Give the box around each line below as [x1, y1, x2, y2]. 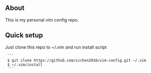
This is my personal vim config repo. [5, 17, 79, 23]
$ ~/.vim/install [7, 62, 43, 67]
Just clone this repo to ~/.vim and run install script [5, 44, 107, 50]
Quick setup [5, 31, 43, 40]
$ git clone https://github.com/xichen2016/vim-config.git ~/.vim [7, 58, 147, 63]
